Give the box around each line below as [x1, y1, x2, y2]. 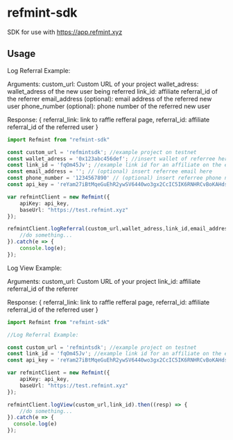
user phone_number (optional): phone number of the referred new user [7, 102, 211, 110]
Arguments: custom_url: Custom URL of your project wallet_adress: [7, 80, 199, 88]
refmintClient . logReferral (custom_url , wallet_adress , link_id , [7, 226, 191, 232]
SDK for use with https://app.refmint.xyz [7, 28, 123, 36]
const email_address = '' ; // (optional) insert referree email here [7, 168, 213, 175]
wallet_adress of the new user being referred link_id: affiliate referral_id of [7, 87, 218, 95]
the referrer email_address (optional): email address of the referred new [7, 94, 212, 103]
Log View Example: [7, 264, 62, 272]
